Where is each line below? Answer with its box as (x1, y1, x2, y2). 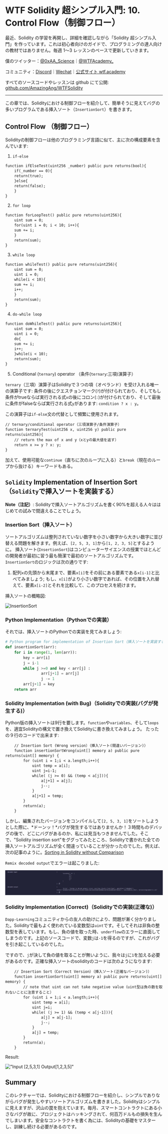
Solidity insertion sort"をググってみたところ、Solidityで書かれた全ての (15, 837, 160, 843)
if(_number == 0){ (14, 168, 52, 173)
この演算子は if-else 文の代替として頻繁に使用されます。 (5, 411, 121, 417)
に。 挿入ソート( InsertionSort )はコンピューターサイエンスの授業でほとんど (5, 546, 161, 552)
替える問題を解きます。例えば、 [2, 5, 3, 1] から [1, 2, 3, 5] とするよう (5, 540, 155, 546)
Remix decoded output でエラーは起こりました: (5, 860, 100, 866)
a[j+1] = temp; (31, 793, 64, 799)
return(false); (14, 183, 46, 188)
